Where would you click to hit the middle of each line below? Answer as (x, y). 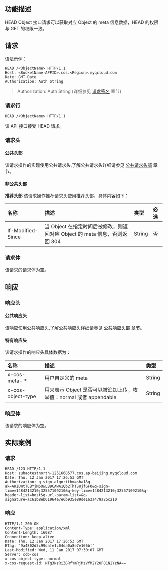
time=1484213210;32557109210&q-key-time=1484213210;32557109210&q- (77, 491)
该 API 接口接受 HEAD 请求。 (35, 126)
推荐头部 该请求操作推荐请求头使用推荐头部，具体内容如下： (67, 196)
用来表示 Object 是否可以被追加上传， (89, 390)
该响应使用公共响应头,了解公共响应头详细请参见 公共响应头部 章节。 (75, 328)
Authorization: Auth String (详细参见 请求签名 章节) (69, 91)
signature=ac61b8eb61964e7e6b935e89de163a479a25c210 (61, 500)
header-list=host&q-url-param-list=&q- (47, 495)
